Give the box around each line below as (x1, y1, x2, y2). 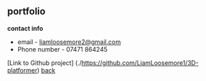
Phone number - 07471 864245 (17, 45, 108, 53)
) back (37, 66, 56, 74)
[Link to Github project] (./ (7, 59, 82, 67)
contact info (7, 24, 43, 32)
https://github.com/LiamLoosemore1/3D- (81, 59, 199, 67)
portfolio (7, 6, 46, 17)
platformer (7, 66, 38, 74)
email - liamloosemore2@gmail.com (17, 38, 121, 46)
